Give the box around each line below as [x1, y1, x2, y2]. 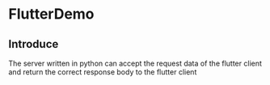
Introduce [8, 37, 59, 51]
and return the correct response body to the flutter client [8, 67, 197, 77]
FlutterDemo [8, 5, 95, 23]
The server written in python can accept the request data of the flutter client [8, 58, 263, 68]
